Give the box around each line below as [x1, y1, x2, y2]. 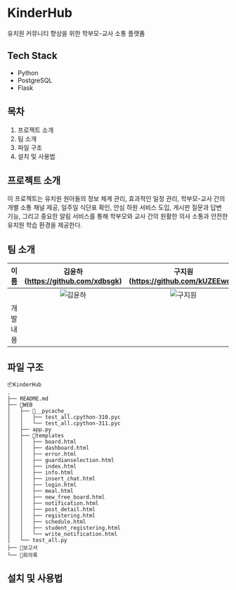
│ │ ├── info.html [7, 469, 74, 476]
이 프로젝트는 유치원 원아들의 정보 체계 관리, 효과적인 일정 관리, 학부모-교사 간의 [7, 195, 225, 203]
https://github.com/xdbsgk [27, 276, 119, 286]
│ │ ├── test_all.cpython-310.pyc [7, 413, 121, 421]
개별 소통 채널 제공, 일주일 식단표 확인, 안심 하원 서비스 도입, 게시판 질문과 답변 [7, 203, 223, 212]
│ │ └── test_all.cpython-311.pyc [7, 420, 121, 427]
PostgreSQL [17, 76, 53, 84]
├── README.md [7, 395, 49, 402]
